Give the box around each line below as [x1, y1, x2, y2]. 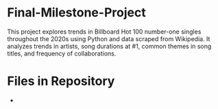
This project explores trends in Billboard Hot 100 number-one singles [7, 27, 202, 36]
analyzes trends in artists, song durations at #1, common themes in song [7, 42, 212, 50]
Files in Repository [7, 73, 115, 89]
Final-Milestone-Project [7, 5, 146, 21]
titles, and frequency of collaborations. [7, 49, 117, 58]
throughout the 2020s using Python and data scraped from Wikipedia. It [7, 34, 210, 43]
